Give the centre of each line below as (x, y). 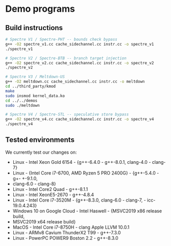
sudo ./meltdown (22, 105)
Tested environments (40, 140)
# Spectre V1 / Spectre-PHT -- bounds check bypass (61, 39)
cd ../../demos (21, 101)
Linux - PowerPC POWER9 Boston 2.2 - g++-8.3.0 (65, 238)
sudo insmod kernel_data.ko (35, 96)
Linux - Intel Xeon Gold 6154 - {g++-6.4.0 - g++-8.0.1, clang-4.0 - (82, 162)
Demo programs (40, 9)
